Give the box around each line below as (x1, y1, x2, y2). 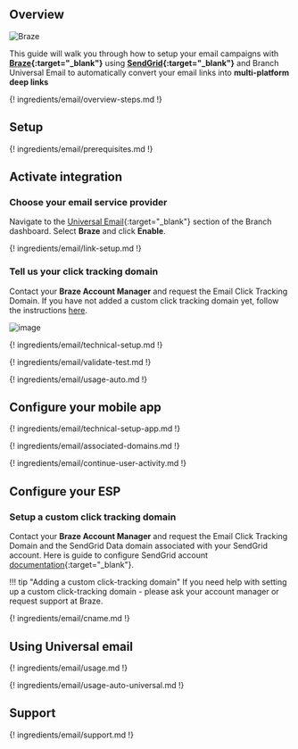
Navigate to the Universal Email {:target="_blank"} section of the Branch (9, 216, 272, 227)
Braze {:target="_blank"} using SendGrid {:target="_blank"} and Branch (9, 57, 279, 68)
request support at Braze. (9, 595, 103, 606)
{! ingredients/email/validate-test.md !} (9, 356, 152, 367)
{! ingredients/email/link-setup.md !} (9, 243, 143, 254)
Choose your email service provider (9, 196, 168, 208)
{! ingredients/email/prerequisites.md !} (9, 143, 153, 154)
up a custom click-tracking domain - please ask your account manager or (9, 587, 279, 597)
